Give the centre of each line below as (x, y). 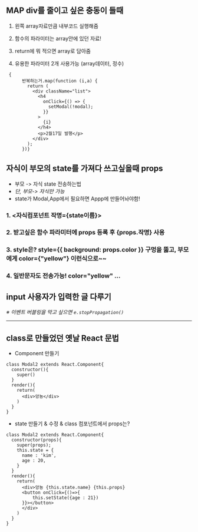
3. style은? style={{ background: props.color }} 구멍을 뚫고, (91, 250)
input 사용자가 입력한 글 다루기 (59, 297)
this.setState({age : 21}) (65, 498)
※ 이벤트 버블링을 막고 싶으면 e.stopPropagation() (65, 312)
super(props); (34, 445)
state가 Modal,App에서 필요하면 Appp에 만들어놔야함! (77, 199)
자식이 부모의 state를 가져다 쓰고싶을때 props (85, 169)
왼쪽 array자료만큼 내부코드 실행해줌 (57, 26)
